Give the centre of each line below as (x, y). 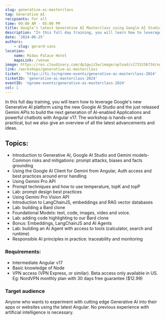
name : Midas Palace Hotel (41, 55)
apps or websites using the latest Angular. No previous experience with (77, 307)
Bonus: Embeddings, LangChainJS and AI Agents (62, 223)
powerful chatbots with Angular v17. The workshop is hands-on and (73, 117)
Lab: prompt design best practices (47, 192)
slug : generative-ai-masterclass (39, 10)
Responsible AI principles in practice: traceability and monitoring (78, 239)
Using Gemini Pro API (34, 181)
